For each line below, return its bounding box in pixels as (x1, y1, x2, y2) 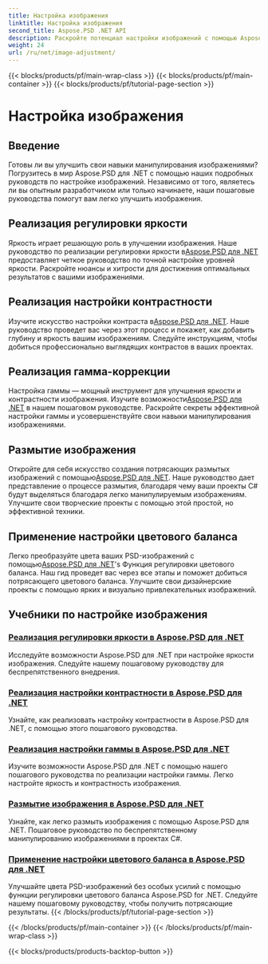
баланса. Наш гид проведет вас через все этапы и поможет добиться (8, 568, 247, 578)
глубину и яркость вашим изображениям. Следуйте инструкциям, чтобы (8, 333, 258, 343)
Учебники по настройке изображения (8, 608, 208, 622)
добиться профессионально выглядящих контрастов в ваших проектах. (8, 342, 254, 351)
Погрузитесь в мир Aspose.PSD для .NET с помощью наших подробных (8, 168, 254, 178)
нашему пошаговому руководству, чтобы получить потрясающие (8, 899, 233, 908)
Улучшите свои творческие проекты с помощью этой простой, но (8, 498, 234, 508)
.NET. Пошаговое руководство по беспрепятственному (8, 825, 198, 835)
